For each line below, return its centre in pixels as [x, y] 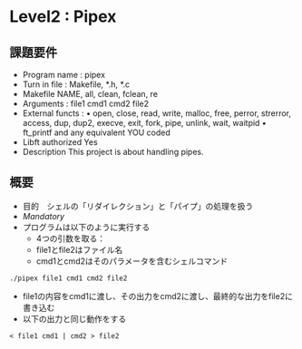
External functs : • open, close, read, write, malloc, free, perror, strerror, [157, 113]
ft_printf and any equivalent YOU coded [96, 132]
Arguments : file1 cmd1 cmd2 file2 [86, 103]
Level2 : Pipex [63, 17]
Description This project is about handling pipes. [113, 152]
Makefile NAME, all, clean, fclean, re [90, 94]
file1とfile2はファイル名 [79, 249]
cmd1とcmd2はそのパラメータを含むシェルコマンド [132, 261]
